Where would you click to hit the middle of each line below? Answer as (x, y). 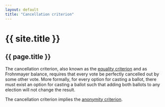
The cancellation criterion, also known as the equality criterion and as (76, 69)
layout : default (22, 10)
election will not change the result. (40, 90)
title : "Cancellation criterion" (40, 14)
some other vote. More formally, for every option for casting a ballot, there (81, 79)
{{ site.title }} (33, 39)
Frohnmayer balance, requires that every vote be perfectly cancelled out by (82, 74)
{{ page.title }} (28, 57)
